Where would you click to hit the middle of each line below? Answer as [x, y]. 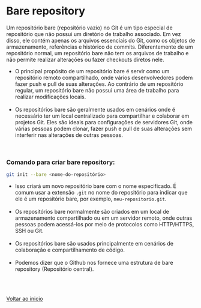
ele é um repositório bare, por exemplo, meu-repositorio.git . [91, 199]
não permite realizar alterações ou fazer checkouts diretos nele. [85, 59]
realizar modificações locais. [50, 97]
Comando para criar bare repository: [61, 162]
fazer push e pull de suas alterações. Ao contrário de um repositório [99, 84]
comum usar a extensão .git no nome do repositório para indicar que [101, 193]
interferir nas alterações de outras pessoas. [69, 135]
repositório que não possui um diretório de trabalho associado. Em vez [94, 34]
